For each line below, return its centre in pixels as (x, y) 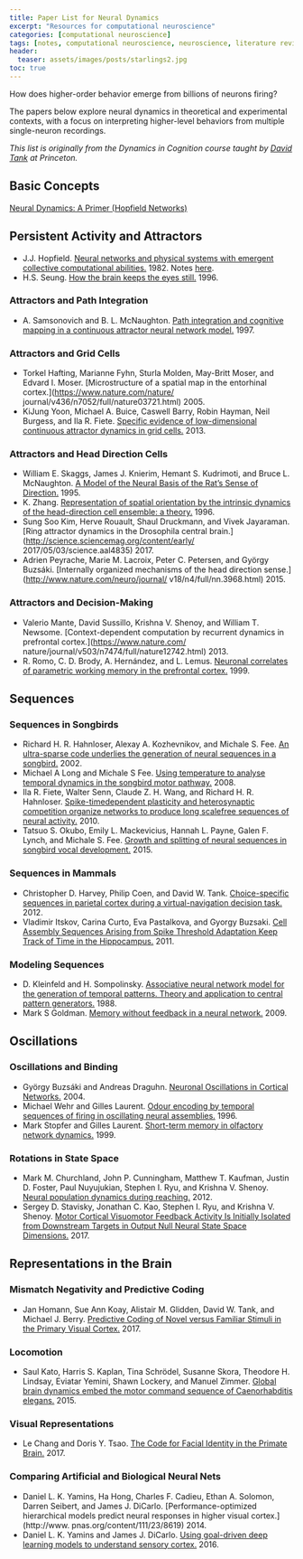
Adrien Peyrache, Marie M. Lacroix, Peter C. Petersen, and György (145, 560)
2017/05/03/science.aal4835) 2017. (88, 550)
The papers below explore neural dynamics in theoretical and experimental (148, 111)
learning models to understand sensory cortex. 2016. (120, 1544)
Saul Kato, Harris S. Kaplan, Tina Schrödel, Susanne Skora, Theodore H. (156, 1371)
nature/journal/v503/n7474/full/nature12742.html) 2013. (125, 651)
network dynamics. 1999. (69, 1134)
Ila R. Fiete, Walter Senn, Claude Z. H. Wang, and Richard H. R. (138, 793)
